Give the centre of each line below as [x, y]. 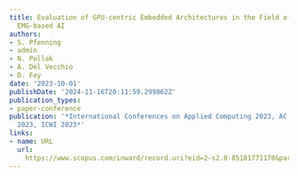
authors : [25, 34]
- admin [24, 51]
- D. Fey [25, 76]
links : [21, 133]
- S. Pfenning [35, 42]
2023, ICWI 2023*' [51, 125]
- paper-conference [45, 108]
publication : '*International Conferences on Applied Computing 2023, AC [149, 116]
